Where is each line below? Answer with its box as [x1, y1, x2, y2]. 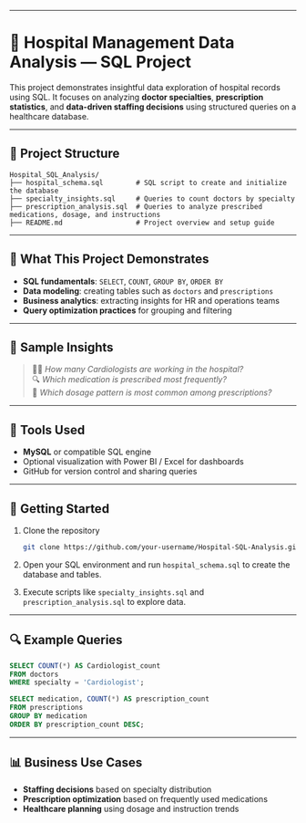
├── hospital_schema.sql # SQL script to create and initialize [9, 178, 287, 187]
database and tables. [22, 568, 102, 579]
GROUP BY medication [9, 712, 88, 721]
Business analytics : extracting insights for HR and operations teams [22, 295, 280, 306]
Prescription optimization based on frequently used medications [22, 793, 269, 804]
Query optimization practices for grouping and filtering [22, 305, 232, 316]
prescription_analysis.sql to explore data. [22, 596, 187, 607]
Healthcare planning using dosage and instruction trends [22, 803, 240, 814]
